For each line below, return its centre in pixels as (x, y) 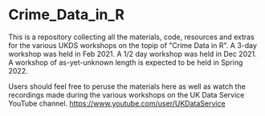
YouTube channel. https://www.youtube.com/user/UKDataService (117, 103)
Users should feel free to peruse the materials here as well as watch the (127, 86)
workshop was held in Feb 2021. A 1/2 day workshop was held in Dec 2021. (132, 54)
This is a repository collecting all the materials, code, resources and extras (131, 37)
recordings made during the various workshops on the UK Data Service (126, 94)
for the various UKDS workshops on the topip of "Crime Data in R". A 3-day (132, 45)
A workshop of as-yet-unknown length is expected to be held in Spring (126, 62)
